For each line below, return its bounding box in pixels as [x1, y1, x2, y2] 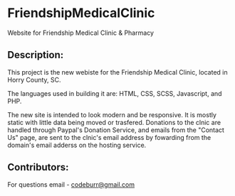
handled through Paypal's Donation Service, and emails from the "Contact [7, 126, 224, 134]
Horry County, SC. [7, 75, 62, 84]
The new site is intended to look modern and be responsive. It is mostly [7, 110, 217, 119]
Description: [7, 49, 64, 61]
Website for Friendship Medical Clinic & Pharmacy [7, 28, 155, 37]
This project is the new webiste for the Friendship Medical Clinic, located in [7, 67, 228, 76]
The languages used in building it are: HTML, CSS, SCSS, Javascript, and [7, 89, 222, 97]
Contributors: [7, 161, 69, 173]
